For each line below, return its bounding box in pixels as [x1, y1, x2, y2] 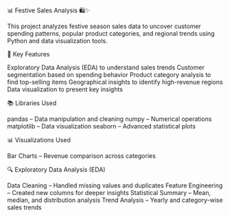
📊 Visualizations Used [7, 136, 71, 144]
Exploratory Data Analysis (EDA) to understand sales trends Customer [7, 63, 205, 71]
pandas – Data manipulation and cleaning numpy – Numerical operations [7, 115, 212, 123]
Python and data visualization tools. [7, 37, 108, 45]
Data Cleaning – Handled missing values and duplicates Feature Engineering [7, 181, 223, 190]
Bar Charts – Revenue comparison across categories [7, 152, 156, 160]
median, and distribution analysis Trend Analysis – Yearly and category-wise [7, 196, 223, 204]
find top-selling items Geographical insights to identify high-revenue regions [7, 78, 223, 86]
